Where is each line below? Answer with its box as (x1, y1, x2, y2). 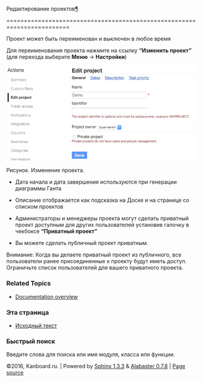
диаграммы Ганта (15, 185, 62, 192)
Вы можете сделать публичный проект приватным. (15, 240, 148, 247)
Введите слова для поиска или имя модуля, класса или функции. (6, 351, 176, 358)
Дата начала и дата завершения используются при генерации (15, 178, 177, 186)
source (6, 369, 24, 377)
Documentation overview (15, 293, 78, 300)
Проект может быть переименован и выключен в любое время (6, 35, 171, 42)
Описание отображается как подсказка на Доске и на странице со (15, 196, 190, 204)
